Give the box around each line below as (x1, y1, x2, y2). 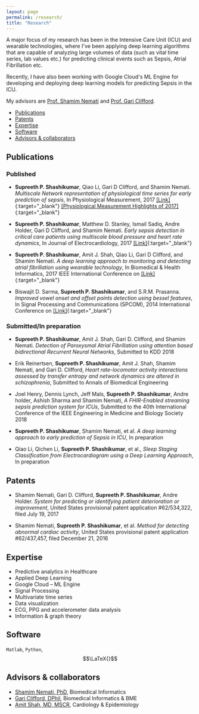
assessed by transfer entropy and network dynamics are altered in (14, 373, 180, 380)
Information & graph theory (14, 612, 82, 620)
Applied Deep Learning (14, 574, 72, 581)
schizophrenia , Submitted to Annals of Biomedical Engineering (14, 379, 169, 386)
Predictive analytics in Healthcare (14, 567, 98, 575)
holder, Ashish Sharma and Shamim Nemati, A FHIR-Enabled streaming (14, 397, 189, 404)
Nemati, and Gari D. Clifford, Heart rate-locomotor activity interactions (14, 366, 188, 374)
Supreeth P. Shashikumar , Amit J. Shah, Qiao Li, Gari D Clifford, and (14, 251, 184, 258)
